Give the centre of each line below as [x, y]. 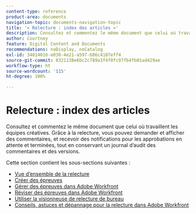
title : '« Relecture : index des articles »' [62, 28]
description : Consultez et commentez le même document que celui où [91, 33]
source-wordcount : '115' [36, 71]
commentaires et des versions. [43, 152]
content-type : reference [36, 11]
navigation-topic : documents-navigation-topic [64, 22]
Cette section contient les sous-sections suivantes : [68, 163]
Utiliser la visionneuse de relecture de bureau [69, 199]
